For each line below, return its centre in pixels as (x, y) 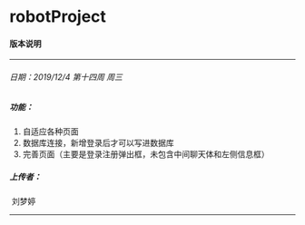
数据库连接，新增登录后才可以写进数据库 (98, 142)
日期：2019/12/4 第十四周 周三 (66, 77)
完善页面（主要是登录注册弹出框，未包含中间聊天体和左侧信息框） (146, 154)
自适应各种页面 (50, 131)
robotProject (58, 17)
